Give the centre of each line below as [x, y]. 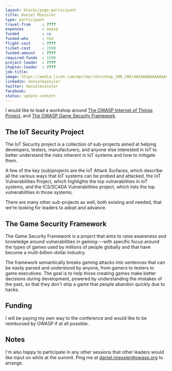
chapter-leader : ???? [31, 67]
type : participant [25, 19]
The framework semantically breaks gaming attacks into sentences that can [85, 262]
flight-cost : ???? [31, 44]
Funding [19, 306]
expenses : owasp [32, 29]
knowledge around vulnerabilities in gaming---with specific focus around [82, 242]
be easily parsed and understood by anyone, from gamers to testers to [80, 268]
